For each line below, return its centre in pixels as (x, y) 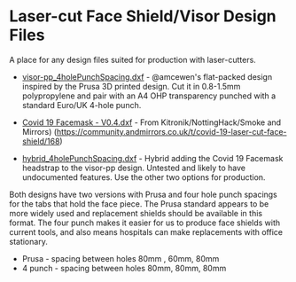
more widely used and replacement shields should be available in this (136, 213)
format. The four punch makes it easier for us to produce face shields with (145, 223)
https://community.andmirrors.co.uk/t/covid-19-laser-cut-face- (171, 131)
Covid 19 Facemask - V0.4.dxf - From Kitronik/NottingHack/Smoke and (152, 122)
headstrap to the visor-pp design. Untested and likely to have (134, 168)
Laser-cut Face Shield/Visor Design (143, 16)
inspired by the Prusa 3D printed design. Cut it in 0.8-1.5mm (131, 86)
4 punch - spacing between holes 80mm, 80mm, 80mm (124, 268)
